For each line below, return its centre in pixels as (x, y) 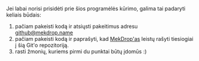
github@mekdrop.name (44, 33)
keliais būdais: (24, 15)
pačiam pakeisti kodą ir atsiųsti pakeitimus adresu (76, 26)
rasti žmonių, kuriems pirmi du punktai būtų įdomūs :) (81, 52)
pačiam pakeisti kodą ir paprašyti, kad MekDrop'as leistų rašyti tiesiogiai (104, 39)
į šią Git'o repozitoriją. (42, 45)
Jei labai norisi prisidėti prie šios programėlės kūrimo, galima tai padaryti (96, 9)
